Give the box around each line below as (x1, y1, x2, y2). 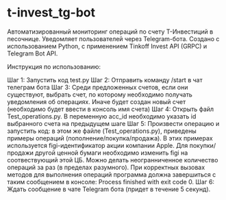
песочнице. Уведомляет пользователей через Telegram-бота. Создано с (7, 34, 220, 42)
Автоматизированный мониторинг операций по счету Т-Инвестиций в (7, 27, 214, 36)
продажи (7, 149, 34, 157)
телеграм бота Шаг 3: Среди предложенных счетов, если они (7, 83, 188, 91)
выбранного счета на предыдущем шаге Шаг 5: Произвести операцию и (7, 119, 220, 127)
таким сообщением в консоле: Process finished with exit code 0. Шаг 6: (7, 177, 214, 186)
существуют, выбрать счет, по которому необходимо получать (7, 90, 193, 99)
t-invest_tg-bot (7, 5, 96, 21)
